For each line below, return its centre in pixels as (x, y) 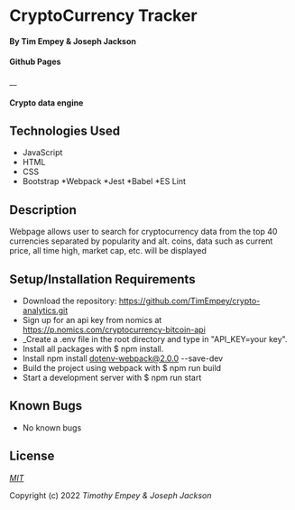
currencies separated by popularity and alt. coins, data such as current (141, 241)
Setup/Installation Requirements (102, 279)
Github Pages (35, 62)
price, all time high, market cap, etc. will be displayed (108, 251)
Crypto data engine (46, 102)
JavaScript (42, 153)
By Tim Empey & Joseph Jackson (73, 41)
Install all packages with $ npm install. (93, 349)
